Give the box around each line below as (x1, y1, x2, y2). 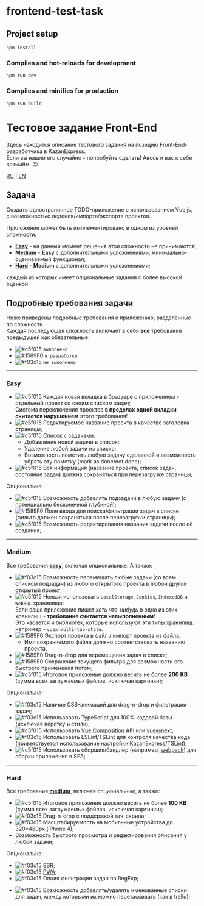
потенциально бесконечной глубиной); (15, 501, 117, 508)
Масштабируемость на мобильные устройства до (42, 819, 173, 826)
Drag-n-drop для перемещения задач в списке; (44, 651, 168, 658)
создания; (15, 527, 42, 534)
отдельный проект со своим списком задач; (15, 399, 131, 407)
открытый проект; (15, 587, 63, 594)
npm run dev (6, 73, 36, 79)
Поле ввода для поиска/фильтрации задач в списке (44, 507, 180, 515)
